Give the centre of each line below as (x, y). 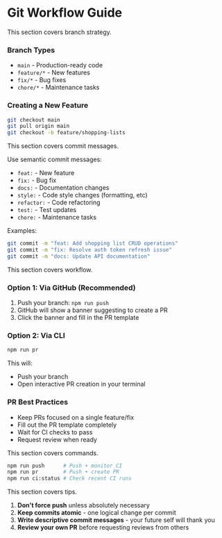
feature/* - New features (53, 73)
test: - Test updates (47, 210)
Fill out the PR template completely (67, 425)
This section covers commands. (53, 453)
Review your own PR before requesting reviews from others (103, 528)
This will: (20, 364)
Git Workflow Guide (65, 13)
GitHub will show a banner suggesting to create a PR (92, 310)
